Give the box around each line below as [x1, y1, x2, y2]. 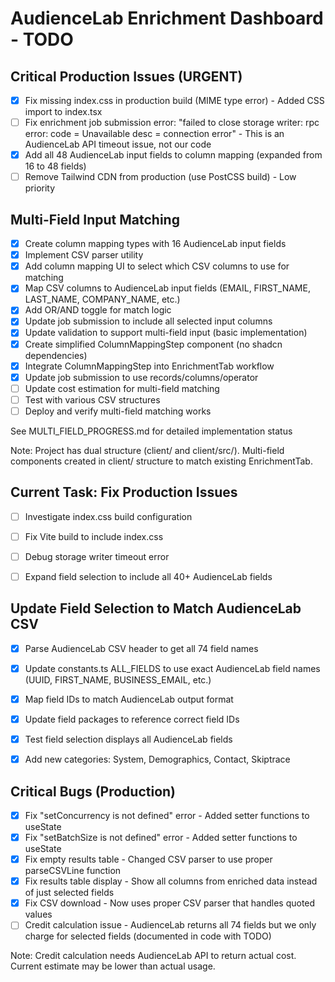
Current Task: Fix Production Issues [10, 484, 238, 501]
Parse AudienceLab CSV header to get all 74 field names [24, 642, 259, 654]
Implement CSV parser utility [24, 249, 144, 261]
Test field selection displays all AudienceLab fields [24, 733, 233, 745]
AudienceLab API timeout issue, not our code [24, 138, 212, 151]
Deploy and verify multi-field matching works [24, 405, 212, 417]
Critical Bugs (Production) [10, 783, 176, 800]
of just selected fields [24, 887, 115, 899]
